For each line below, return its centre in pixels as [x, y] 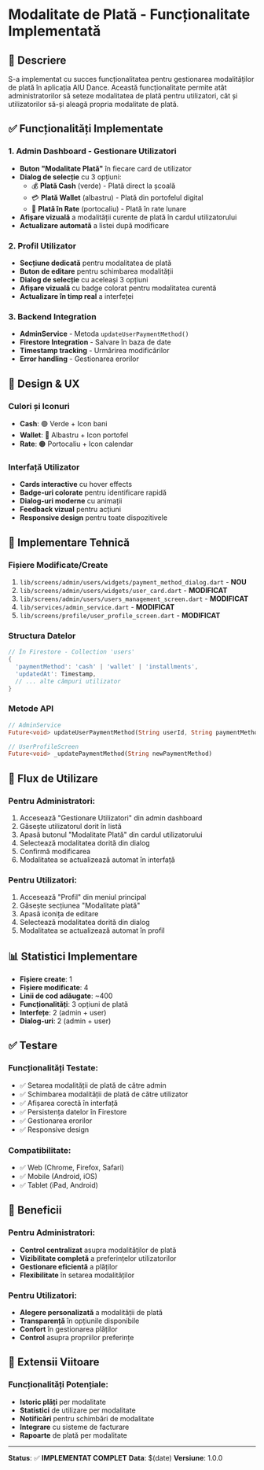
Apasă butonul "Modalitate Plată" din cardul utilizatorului [111, 834]
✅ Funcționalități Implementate [86, 129]
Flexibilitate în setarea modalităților [77, 1275]
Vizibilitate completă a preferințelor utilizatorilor [98, 1258]
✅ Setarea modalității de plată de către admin [93, 1085]
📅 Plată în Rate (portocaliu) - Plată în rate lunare [109, 208]
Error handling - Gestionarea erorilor [79, 359]
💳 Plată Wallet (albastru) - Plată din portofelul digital [117, 197]
